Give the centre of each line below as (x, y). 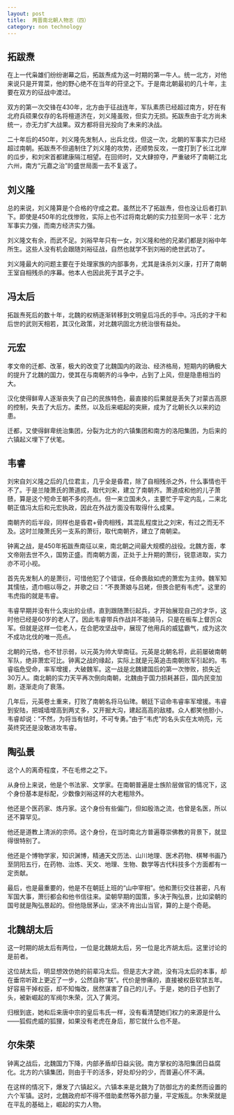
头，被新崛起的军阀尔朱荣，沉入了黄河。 (65, 998)
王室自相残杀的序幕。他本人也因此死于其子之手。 (77, 272)
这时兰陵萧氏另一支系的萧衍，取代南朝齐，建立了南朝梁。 (102, 531)
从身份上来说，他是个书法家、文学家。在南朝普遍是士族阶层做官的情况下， (114, 785)
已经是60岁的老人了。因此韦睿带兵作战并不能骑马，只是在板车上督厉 (118, 620)
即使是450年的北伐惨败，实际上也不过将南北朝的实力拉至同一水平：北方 (123, 217)
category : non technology (45, 27)
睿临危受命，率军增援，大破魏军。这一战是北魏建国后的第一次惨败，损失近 (114, 669)
